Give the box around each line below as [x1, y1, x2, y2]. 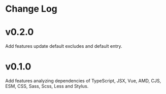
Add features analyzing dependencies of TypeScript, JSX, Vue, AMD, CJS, [5, 78, 161, 84]
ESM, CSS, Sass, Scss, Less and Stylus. [5, 83, 89, 89]
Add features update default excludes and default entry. [5, 43, 123, 49]
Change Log [5, 3, 57, 15]
